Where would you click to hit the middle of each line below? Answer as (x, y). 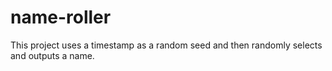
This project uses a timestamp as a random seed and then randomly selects (166, 45)
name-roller (61, 17)
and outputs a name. (52, 55)
